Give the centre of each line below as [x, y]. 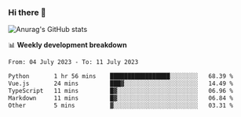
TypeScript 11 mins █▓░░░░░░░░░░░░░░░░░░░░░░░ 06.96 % [121, 90]
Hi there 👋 [27, 12]
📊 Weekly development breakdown [68, 45]
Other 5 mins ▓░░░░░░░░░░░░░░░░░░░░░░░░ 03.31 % [121, 105]
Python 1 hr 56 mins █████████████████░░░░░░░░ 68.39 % [121, 76]
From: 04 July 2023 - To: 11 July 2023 [73, 62]
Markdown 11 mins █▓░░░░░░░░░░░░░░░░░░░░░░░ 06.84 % [121, 98]
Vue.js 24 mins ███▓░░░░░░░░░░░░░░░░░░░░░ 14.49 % [121, 84]
